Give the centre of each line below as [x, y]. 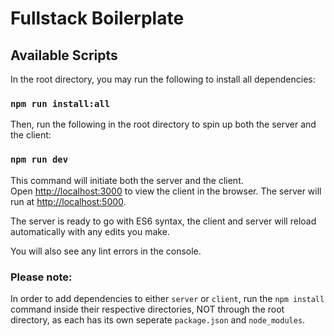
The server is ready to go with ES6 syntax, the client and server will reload [163, 221]
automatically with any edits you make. [90, 231]
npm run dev [39, 160]
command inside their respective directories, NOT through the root [147, 309]
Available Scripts [64, 55]
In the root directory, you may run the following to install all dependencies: [163, 79]
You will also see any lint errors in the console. [106, 251]
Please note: [41, 277]
